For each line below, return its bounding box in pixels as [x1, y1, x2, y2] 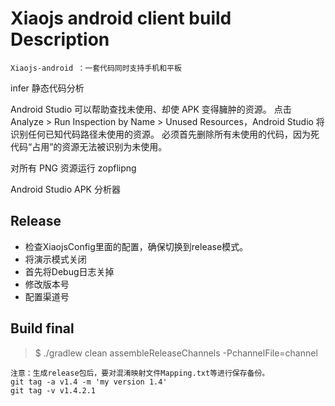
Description [10, 28, 110, 51]
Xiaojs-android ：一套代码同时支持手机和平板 [10, 63, 182, 73]
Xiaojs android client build [10, 7, 232, 30]
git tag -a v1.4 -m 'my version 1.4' [10, 377, 168, 387]
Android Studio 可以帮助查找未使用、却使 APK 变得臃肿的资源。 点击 [10, 103, 292, 115]
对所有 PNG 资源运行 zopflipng [10, 162, 137, 174]
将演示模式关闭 [24, 253, 87, 265]
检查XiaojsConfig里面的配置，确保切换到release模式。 [24, 240, 249, 252]
